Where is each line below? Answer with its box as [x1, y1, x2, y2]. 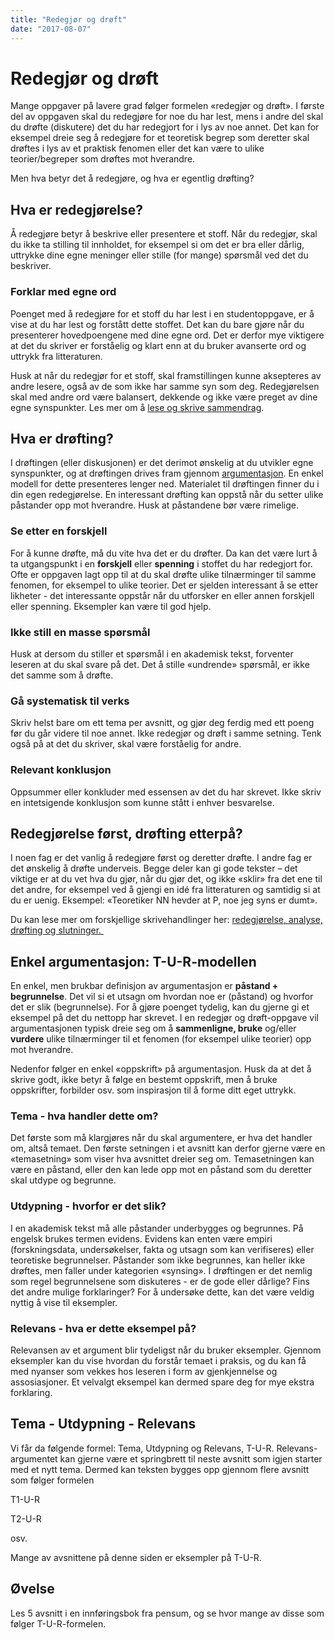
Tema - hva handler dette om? [10, 1109, 159, 1123]
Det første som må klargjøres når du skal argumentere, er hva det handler [10, 1132, 313, 1144]
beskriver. [10, 260, 52, 272]
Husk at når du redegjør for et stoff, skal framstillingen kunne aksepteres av [10, 369, 322, 381]
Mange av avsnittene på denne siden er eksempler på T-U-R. [10, 1551, 262, 1563]
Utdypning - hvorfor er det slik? [10, 1199, 167, 1213]
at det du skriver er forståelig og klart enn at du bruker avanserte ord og [10, 339, 307, 351]
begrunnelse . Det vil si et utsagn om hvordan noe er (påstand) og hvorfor [10, 991, 314, 1003]
